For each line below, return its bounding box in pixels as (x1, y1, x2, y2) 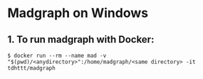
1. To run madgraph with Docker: (7, 33, 155, 46)
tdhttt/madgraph (7, 65, 56, 72)
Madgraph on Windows (7, 5, 148, 21)
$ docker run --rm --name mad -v (7, 52, 107, 59)
